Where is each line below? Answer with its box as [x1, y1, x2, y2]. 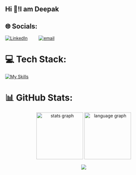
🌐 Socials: [5, 22, 38, 30]
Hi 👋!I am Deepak [5, 5, 59, 13]
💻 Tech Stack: [5, 53, 67, 65]
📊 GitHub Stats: [5, 92, 73, 103]
